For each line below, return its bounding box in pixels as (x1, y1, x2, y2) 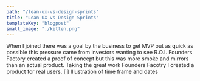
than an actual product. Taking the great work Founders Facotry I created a (6, 62, 195, 69)
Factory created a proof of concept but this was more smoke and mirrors (6, 55, 189, 62)
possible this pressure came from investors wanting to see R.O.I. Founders (6, 49, 193, 56)
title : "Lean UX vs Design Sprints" (6, 15, 99, 21)
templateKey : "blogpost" (6, 20, 69, 26)
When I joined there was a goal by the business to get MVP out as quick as (6, 42, 193, 50)
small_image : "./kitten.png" (6, 25, 80, 32)
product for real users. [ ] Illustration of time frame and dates (6, 68, 158, 76)
